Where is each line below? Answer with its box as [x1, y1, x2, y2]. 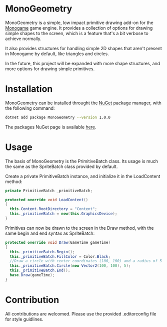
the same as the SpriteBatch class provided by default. [5, 163, 118, 170]
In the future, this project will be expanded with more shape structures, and [5, 60, 160, 66]
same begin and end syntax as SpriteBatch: [5, 230, 95, 236]
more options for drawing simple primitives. [5, 66, 95, 72]
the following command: [5, 105, 55, 111]
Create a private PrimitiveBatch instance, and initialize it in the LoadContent [5, 173, 160, 179]
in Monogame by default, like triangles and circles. [5, 51, 109, 57]
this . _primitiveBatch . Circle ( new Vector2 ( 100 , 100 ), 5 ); [9, 263, 131, 268]
